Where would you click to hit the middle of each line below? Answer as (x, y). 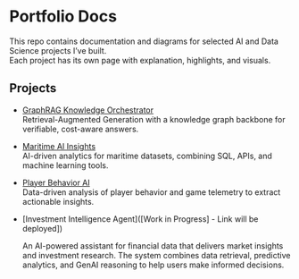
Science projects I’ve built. (58, 50)
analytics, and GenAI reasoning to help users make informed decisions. (153, 265)
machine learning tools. (65, 165)
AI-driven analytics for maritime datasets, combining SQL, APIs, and (147, 156)
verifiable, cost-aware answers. (80, 129)
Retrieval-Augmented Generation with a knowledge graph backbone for (154, 119)
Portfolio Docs (63, 17)
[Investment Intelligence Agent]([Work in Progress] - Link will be (140, 219)
